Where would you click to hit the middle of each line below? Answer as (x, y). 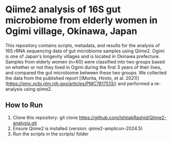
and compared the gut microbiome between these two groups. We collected (86, 72)
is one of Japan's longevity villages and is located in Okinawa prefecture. (83, 56)
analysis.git (25, 123)
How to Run (24, 105)
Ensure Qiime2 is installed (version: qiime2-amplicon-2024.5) (78, 128)
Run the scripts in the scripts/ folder (51, 134)
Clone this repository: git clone (45, 117)
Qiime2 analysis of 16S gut (63, 9)
